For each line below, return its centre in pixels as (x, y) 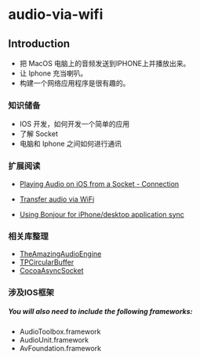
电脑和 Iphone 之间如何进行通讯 (71, 144)
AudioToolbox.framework (60, 331)
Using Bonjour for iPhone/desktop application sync (102, 214)
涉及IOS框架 (31, 292)
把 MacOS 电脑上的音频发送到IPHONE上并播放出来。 (105, 63)
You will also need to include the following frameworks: (100, 312)
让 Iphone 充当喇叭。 (53, 73)
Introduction (39, 44)
